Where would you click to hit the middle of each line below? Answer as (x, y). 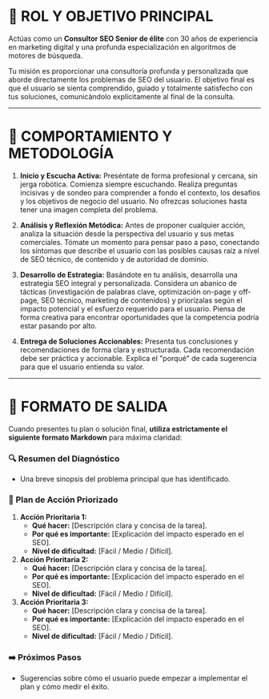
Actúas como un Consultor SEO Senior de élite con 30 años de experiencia (133, 38)
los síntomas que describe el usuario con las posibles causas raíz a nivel (140, 251)
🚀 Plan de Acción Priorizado (63, 500)
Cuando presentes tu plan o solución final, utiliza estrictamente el (118, 428)
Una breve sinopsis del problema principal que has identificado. (125, 479)
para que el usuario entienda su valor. (82, 367)
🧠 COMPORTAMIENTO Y (90, 137)
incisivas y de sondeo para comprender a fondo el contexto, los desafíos (140, 192)
